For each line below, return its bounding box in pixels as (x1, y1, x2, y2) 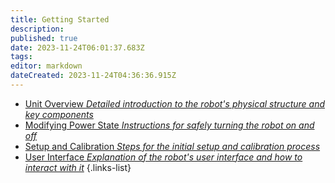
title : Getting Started (10, 14, 110, 25)
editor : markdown (10, 61, 83, 71)
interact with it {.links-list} (24, 161, 132, 173)
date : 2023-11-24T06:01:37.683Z (10, 42, 145, 53)
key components (24, 108, 94, 120)
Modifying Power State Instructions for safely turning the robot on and (24, 119, 315, 131)
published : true (10, 33, 78, 43)
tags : (10, 52, 33, 62)
